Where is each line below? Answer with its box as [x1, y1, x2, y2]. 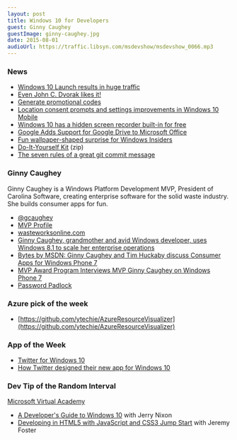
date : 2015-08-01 [7, 37, 59, 44]
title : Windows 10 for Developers [7, 17, 110, 24]
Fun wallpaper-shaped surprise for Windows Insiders [17, 135, 173, 144]
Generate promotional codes [17, 98, 101, 106]
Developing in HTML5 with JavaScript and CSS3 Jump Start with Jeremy [17, 419, 230, 427]
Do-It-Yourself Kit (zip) [17, 143, 84, 152]
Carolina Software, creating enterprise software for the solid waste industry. [7, 192, 229, 201]
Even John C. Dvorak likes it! [17, 90, 101, 99]
